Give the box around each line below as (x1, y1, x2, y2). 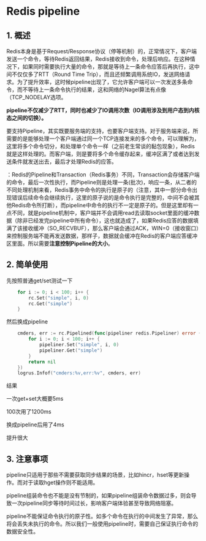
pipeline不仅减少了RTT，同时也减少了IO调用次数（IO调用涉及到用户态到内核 (6, 107, 200, 114)
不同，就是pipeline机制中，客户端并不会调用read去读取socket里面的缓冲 (11, 210, 194, 216)
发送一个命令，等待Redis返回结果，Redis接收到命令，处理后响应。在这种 (6, 55, 190, 62)
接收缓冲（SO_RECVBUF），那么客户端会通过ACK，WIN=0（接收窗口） (22, 225, 199, 232)
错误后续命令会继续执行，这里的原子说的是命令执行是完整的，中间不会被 (11, 194, 194, 201)
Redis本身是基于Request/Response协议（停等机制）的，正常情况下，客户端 (6, 48, 197, 55)
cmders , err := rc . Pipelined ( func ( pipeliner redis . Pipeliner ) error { (17, 330, 202, 336)
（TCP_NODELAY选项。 (6, 94, 67, 100)
